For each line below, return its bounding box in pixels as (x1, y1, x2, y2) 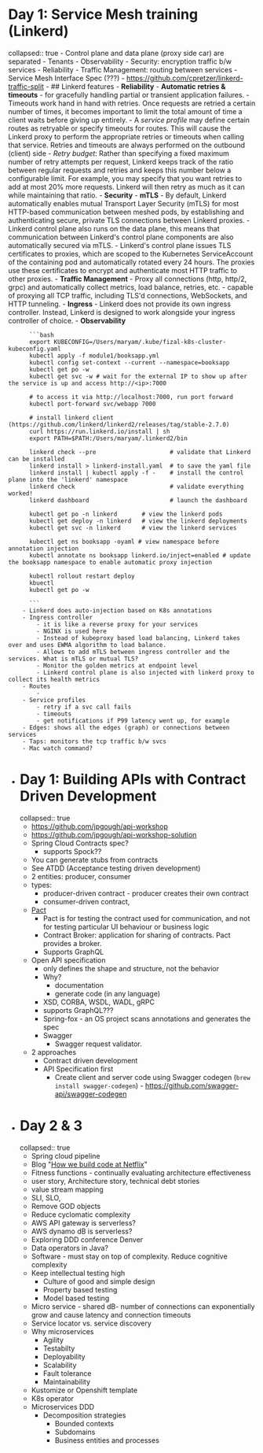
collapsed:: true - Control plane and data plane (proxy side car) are (8, 48, 225, 57)
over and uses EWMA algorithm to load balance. (8, 641, 167, 649)
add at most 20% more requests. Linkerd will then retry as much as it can (8, 182, 245, 191)
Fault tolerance (42, 1368, 92, 1378)
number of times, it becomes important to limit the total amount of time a (8, 106, 243, 116)
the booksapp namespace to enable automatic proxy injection (8, 558, 213, 566)
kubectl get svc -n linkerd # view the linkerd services (28, 523, 237, 532)
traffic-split (8, 81, 45, 91)
